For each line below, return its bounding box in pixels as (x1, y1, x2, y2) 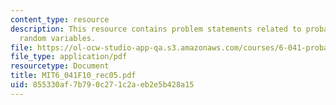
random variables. (19, 33, 97, 43)
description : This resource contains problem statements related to (10, 24, 302, 34)
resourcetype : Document (10, 61, 110, 71)
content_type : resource (10, 14, 110, 25)
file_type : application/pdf (10, 52, 128, 62)
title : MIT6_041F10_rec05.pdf (10, 71, 137, 81)
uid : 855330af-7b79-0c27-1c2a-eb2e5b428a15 (10, 80, 195, 90)
